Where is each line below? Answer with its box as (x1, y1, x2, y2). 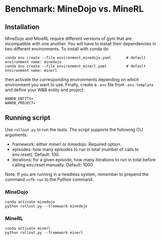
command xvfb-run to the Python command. (5, 176, 94, 182)
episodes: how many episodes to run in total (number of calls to (12, 146, 139, 152)
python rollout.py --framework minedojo (5, 204, 88, 209)
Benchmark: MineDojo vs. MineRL (5, 3, 144, 15)
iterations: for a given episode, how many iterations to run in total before (12, 156, 156, 162)
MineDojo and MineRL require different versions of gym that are (5, 35, 132, 41)
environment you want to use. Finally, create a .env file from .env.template (5, 82, 154, 87)
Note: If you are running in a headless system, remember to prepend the (5, 171, 149, 177)
